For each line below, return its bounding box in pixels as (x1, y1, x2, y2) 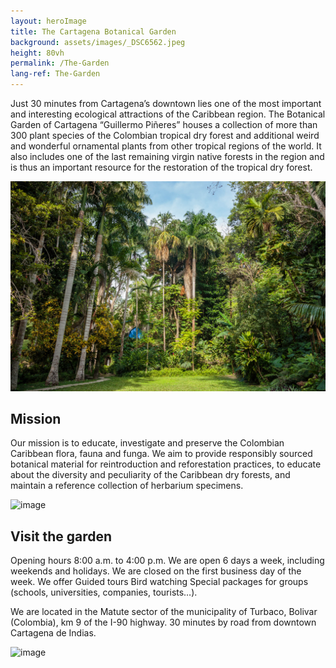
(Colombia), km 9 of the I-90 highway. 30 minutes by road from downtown (10, 616, 317, 629)
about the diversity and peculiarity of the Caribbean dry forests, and (10, 469, 291, 481)
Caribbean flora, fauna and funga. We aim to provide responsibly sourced (10, 448, 313, 460)
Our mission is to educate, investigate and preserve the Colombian (10, 437, 285, 449)
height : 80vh (10, 48, 65, 58)
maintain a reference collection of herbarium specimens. (10, 480, 244, 492)
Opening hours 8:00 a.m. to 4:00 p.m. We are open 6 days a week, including (10, 555, 325, 567)
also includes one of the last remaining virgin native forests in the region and (10, 151, 325, 162)
